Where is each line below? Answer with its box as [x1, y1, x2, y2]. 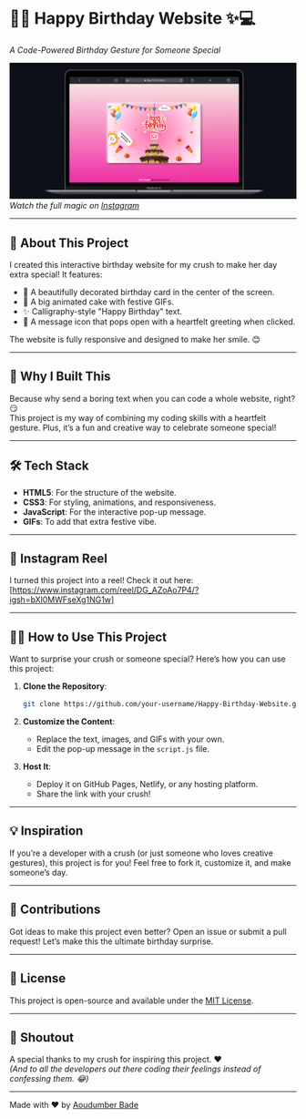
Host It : [22, 761, 52, 772]
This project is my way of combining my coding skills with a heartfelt [9, 412, 267, 423]
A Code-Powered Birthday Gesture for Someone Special [9, 44, 221, 56]
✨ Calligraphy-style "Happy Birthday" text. [22, 305, 183, 316]
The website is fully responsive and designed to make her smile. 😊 [9, 334, 261, 344]
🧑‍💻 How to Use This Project [9, 629, 167, 644]
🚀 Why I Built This [9, 369, 111, 385]
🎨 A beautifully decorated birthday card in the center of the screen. [22, 286, 275, 297]
